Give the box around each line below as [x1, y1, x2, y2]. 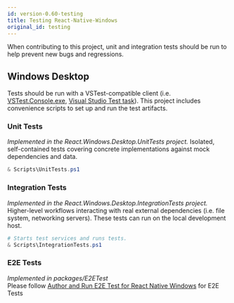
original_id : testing [7, 23, 71, 30]
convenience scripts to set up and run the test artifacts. [7, 104, 168, 112]
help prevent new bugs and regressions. [7, 50, 124, 58]
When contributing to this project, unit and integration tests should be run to [7, 43, 227, 51]
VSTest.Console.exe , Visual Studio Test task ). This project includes [7, 96, 201, 105]
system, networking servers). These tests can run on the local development [7, 214, 226, 222]
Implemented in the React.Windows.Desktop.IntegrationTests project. [7, 198, 208, 207]
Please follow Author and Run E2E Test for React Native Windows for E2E [7, 281, 219, 290]
